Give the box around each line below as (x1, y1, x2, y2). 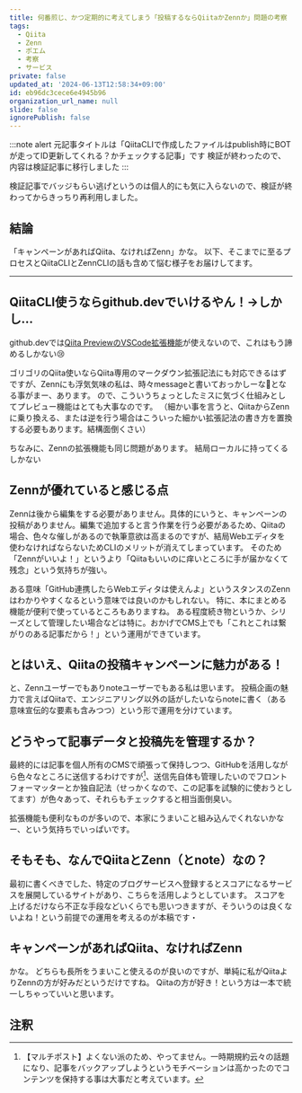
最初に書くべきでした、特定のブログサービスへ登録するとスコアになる (9, 877, 270, 889)
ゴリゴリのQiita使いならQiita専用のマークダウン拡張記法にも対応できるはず (9, 367, 288, 378)
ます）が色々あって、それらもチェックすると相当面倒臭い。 (16, 793, 236, 804)
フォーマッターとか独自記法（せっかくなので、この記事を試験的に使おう (9, 782, 277, 793)
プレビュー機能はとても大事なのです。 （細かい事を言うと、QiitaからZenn (16, 401, 290, 411)
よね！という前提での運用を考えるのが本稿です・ (16, 912, 199, 922)
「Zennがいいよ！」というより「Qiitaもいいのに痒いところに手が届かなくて (9, 553, 289, 564)
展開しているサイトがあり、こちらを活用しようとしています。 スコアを (24, 889, 286, 900)
